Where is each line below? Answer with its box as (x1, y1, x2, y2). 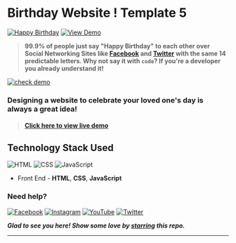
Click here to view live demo (24, 121, 109, 130)
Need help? (7, 192, 47, 202)
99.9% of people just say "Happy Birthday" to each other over (24, 41, 211, 50)
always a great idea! (7, 104, 77, 114)
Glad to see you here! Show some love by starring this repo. (7, 221, 185, 230)
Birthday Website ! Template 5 (7, 5, 188, 21)
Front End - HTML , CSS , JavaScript (17, 174, 122, 183)
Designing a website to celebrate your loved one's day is (7, 95, 204, 105)
